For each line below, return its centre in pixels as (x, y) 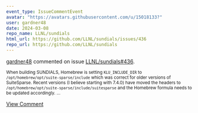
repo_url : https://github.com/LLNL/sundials (62, 45)
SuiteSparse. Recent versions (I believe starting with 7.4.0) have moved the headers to (94, 83)
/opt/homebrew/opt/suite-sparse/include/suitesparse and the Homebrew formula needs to (99, 88)
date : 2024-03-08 (27, 28)
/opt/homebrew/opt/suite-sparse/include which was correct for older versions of (89, 78)
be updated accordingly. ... (33, 93)
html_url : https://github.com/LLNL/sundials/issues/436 (76, 39)
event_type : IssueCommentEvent (45, 12)
